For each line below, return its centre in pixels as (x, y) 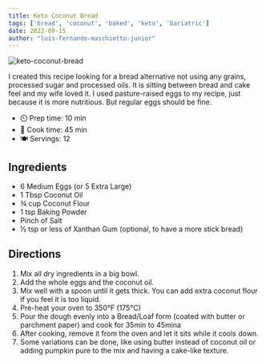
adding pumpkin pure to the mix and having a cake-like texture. (124, 350)
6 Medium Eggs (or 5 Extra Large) (76, 186)
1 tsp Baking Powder (53, 212)
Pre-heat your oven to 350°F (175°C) (81, 308)
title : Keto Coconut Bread (53, 16)
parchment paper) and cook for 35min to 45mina (101, 324)
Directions (35, 254)
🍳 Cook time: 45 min (54, 130)
